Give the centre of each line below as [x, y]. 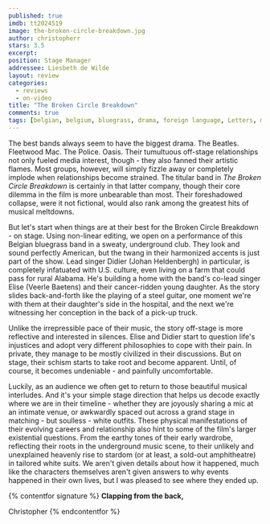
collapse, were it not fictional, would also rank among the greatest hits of [129, 203]
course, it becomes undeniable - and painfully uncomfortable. [111, 370]
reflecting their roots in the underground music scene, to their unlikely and [131, 446]
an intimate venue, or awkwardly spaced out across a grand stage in [121, 411]
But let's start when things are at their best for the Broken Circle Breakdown [133, 227]
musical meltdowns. [41, 211]
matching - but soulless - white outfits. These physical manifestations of [128, 420]
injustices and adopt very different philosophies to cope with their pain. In [130, 345]
